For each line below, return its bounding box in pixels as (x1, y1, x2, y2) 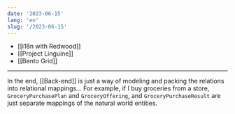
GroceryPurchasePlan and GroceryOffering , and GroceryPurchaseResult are (7, 92, 221, 100)
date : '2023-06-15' (7, 10, 64, 17)
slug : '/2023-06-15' (7, 23, 68, 30)
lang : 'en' (7, 17, 39, 24)
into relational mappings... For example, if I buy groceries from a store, (7, 84, 210, 92)
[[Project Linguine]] (17, 49, 73, 58)
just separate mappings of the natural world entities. (7, 99, 158, 108)
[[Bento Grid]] (17, 57, 58, 65)
